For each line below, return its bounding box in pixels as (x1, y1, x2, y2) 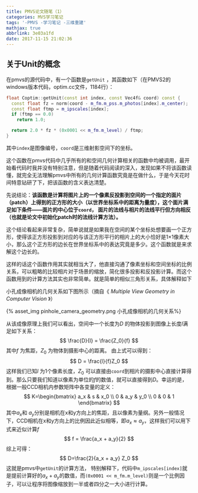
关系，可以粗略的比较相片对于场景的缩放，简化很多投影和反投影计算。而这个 (6, 268, 192, 275)
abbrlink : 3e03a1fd (6, 31, 54, 36)
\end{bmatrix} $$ (78, 399, 120, 406)
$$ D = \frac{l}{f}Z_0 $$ (70, 357, 128, 365)
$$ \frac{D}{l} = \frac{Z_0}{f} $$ (60, 337, 138, 344)
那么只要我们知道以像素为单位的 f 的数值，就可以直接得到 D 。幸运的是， (16, 376, 187, 383)
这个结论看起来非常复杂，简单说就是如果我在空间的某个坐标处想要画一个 (6, 226, 181, 233)
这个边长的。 (11, 248, 42, 255)
